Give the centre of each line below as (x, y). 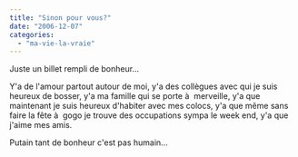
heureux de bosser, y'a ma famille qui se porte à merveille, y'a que (135, 96)
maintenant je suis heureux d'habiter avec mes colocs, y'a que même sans (149, 106)
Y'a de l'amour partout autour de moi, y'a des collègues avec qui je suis (144, 86)
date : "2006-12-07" (46, 26)
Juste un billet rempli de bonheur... (74, 69)
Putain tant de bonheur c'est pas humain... (89, 142)
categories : (32, 34)
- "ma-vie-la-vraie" (56, 43)
